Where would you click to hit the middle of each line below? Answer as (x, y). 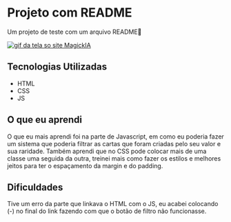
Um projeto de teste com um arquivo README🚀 (74, 32)
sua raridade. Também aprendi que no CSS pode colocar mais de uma (107, 151)
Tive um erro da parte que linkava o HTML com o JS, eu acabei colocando (113, 204)
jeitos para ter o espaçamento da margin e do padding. (85, 165)
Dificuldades (35, 187)
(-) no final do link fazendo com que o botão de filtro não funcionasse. (107, 211)
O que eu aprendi (45, 120)
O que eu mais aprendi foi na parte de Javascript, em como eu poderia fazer (115, 137)
